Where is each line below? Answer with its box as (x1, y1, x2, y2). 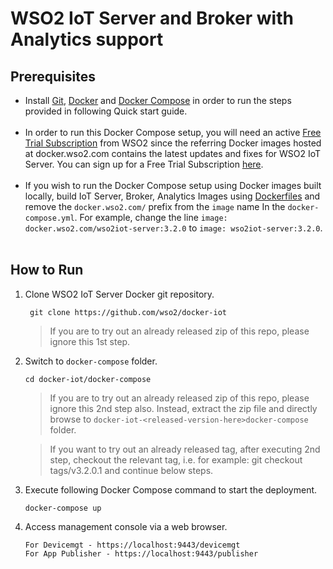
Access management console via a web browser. (24, 520, 228, 532)
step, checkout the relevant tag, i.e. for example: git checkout (49, 453, 303, 466)
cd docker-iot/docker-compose (24, 374, 152, 384)
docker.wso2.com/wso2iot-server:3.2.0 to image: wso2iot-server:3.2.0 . (24, 222, 323, 234)
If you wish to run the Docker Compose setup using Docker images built (24, 180, 322, 191)
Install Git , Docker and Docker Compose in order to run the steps (24, 95, 292, 106)
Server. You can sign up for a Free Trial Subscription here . (24, 158, 264, 170)
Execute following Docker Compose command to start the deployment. (24, 483, 318, 496)
